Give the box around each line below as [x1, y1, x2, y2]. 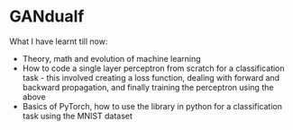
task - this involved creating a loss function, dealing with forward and [22, 72, 280, 82]
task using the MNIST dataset [22, 110, 133, 121]
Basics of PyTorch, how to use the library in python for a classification [22, 100, 282, 111]
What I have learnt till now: [9, 36, 108, 47]
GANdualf [9, 6, 85, 27]
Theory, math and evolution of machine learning [22, 53, 201, 64]
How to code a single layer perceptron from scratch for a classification [22, 63, 286, 74]
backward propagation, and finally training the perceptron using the [22, 82, 274, 92]
